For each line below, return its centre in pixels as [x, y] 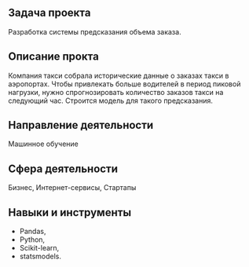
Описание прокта [54, 57]
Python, [32, 240]
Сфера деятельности [63, 168]
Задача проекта [49, 13]
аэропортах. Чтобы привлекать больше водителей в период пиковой [124, 84]
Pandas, [33, 232]
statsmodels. [40, 256]
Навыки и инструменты [70, 212]
